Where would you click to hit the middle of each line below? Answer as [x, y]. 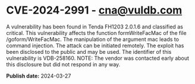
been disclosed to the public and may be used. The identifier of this [89, 51]
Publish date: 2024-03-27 [39, 76]
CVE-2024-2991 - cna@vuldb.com [94, 10]
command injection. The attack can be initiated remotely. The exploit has [95, 46]
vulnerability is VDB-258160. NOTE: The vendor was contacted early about [97, 58]
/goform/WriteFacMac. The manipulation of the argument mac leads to [93, 39]
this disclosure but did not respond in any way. [63, 64]
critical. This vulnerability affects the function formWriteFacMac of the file [96, 33]
